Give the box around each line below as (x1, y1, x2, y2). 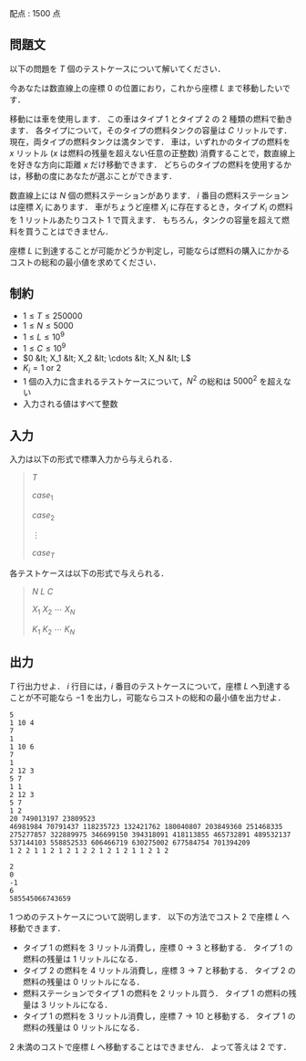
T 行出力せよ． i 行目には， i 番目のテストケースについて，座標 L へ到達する (9, 680, 291, 691)
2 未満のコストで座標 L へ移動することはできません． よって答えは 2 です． (9, 1041, 291, 1052)
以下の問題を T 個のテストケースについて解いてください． (9, 63, 226, 74)
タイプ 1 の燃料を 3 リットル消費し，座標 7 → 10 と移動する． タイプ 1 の (22, 1010, 296, 1021)
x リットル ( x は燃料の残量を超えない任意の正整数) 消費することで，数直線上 (9, 147, 296, 158)
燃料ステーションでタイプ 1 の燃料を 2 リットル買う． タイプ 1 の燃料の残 (22, 987, 297, 998)
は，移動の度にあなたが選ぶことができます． (9, 170, 178, 181)
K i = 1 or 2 (22, 362, 62, 375)
